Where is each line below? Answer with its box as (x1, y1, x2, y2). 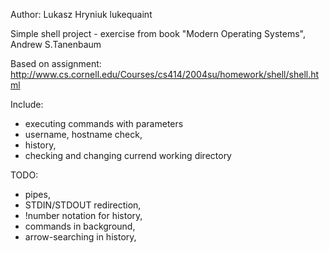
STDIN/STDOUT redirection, (24, 199, 142, 211)
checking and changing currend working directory (24, 150, 232, 161)
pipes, (24, 189, 51, 200)
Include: (10, 99, 44, 110)
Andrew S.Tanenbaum (10, 39, 102, 50)
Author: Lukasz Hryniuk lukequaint (10, 9, 153, 20)
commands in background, (24, 220, 136, 232)
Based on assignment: (10, 58, 102, 69)
